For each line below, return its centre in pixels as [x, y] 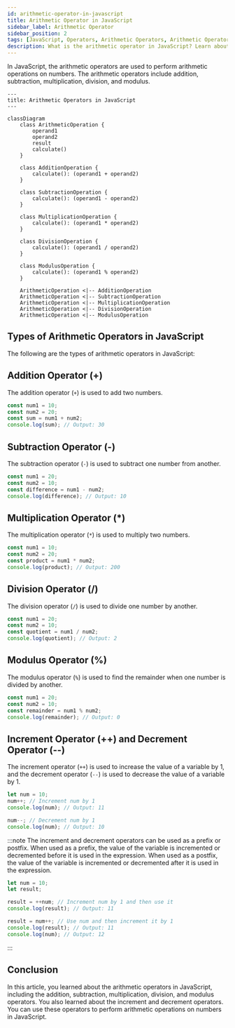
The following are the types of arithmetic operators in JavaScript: [101, 353]
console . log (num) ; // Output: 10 [56, 827]
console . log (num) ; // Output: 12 [56, 934]
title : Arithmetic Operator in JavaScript [70, 20]
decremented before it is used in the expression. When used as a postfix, [113, 855]
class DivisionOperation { [59, 241]
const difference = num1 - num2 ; [56, 489]
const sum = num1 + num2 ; [45, 418]
